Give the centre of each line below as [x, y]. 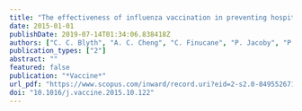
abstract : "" [34, 59]
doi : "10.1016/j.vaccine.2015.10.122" [82, 92]
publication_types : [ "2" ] [58, 51]
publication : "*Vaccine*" [58, 76]
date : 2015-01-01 [42, 26]
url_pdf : [26, 84]
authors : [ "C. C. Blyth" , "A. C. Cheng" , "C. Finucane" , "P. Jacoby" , [144, 43]
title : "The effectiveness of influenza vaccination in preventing [138, 17]
